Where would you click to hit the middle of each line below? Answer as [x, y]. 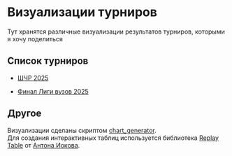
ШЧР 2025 [33, 78]
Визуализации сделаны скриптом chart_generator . [82, 130]
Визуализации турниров [82, 12]
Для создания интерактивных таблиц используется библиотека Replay [113, 138]
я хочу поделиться [35, 38]
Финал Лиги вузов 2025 [53, 91]
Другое [24, 114]
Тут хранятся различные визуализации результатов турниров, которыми [116, 31]
